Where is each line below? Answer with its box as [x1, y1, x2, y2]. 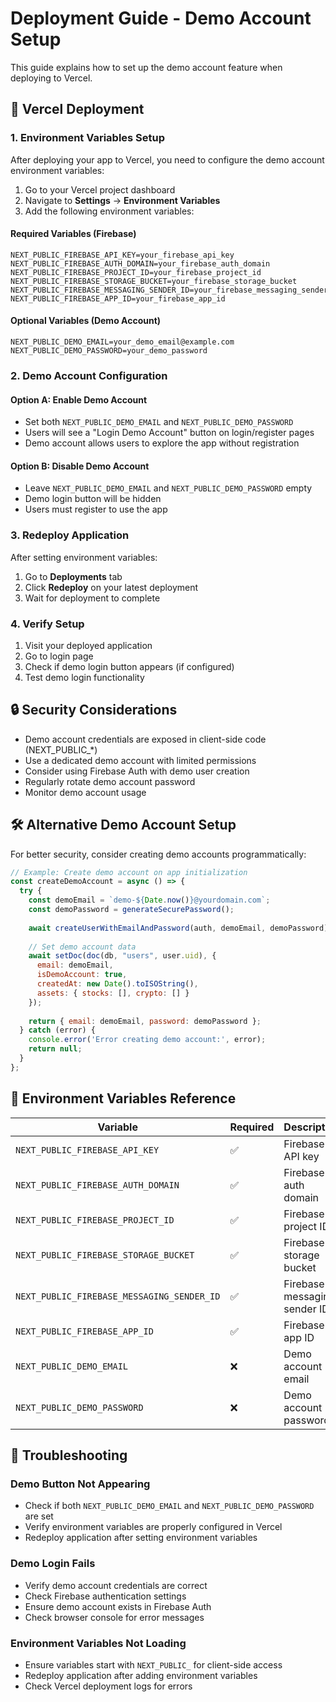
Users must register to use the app [24, 503, 168, 516]
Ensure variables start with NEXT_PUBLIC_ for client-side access [24, 1658, 283, 1671]
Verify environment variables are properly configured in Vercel [24, 1521, 283, 1533]
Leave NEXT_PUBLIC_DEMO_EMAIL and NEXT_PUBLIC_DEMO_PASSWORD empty [24, 482, 313, 494]
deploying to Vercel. [10, 72, 93, 84]
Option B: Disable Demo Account [10, 460, 150, 472]
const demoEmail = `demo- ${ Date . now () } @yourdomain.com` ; [28, 895, 271, 906]
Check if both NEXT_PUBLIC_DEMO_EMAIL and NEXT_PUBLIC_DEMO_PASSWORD [24, 1500, 315, 1512]
